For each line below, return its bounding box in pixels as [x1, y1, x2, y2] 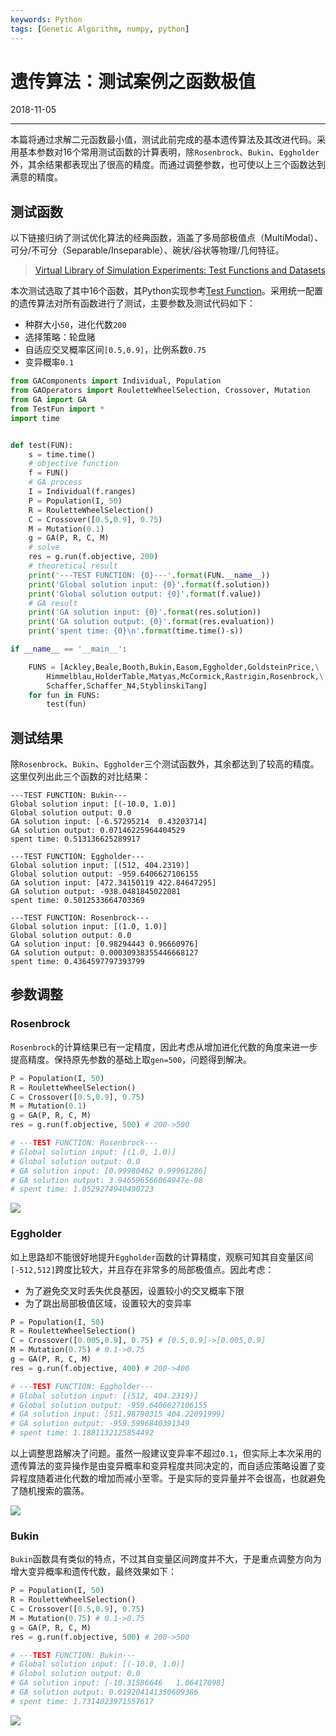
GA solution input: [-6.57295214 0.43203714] [10, 817, 208, 827]
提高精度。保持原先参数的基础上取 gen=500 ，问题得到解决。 [10, 1053, 253, 1065]
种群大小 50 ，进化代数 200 [24, 319, 127, 331]
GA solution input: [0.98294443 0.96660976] [10, 939, 199, 950]
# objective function [28, 459, 118, 469]
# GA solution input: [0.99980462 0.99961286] [10, 1166, 208, 1176]
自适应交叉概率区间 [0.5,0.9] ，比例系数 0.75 [24, 344, 207, 356]
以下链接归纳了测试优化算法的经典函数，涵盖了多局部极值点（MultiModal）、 [10, 232, 324, 244]
